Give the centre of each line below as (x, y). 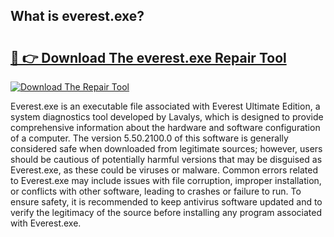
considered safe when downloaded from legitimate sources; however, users (166, 148)
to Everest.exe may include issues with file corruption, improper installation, (166, 180)
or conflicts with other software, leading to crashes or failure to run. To (156, 191)
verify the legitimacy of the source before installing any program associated (166, 212)
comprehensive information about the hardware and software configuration (165, 127)
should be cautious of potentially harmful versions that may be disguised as (166, 159)
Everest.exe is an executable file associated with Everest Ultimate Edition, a (165, 106)
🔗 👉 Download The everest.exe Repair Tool (148, 57)
